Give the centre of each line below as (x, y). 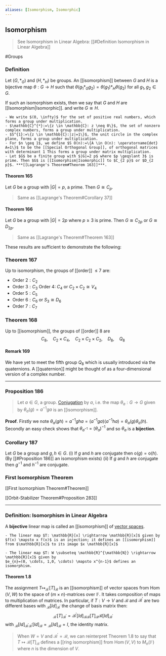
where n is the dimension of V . (48, 649)
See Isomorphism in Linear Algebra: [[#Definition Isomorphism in (83, 42)
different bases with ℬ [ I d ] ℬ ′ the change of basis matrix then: (66, 606)
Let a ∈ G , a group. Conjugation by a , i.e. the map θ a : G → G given (86, 403)
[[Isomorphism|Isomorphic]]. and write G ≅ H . (52, 108)
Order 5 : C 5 (25, 294)
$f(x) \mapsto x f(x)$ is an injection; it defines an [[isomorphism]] (80, 540)
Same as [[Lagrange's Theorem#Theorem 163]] (66, 237)
